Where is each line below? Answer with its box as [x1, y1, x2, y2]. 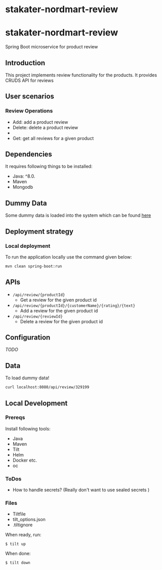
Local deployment [5, 242, 51, 249]
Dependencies [5, 150, 52, 159]
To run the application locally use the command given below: [5, 253, 132, 260]
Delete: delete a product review [12, 124, 78, 130]
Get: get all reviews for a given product [12, 135, 94, 141]
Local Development [5, 398, 68, 408]
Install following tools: [5, 425, 51, 432]
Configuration [5, 333, 51, 342]
